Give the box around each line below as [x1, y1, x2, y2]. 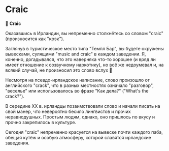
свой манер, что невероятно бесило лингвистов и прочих [5, 108, 131, 114]
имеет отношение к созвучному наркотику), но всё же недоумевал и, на [5, 62, 164, 68]
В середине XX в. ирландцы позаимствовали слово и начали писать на [5, 103, 161, 109]
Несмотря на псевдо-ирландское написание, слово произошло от [5, 77, 150, 83]
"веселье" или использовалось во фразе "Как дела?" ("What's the [5, 87, 149, 94]
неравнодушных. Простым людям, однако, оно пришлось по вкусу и [5, 113, 155, 120]
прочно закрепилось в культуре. [5, 119, 77, 125]
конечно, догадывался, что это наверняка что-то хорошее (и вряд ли [5, 56, 156, 62]
